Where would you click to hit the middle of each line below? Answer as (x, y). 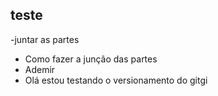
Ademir (40, 69)
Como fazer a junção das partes (91, 59)
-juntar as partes (45, 39)
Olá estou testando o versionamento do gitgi (116, 80)
